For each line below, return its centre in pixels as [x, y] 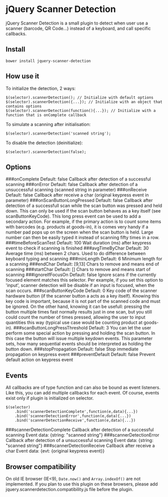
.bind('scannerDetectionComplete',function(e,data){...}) [76, 412]
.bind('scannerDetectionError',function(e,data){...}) [73, 416]
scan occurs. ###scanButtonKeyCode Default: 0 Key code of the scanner [81, 290]
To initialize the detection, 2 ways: [41, 88]
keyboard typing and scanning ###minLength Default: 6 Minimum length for [84, 259]
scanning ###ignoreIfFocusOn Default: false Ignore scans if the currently [81, 275]
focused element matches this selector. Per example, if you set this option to [84, 280]
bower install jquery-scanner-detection [48, 61]
